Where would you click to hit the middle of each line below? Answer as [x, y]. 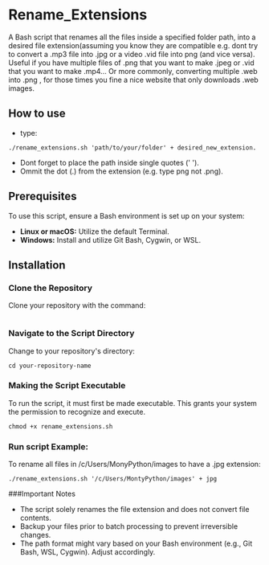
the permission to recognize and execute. [77, 411]
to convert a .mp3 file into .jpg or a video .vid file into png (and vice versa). [132, 54]
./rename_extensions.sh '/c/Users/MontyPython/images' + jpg [113, 479]
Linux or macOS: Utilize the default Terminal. [95, 231]
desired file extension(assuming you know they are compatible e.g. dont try [133, 45]
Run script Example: [48, 446]
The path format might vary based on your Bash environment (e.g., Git [136, 543]
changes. [35, 535]
